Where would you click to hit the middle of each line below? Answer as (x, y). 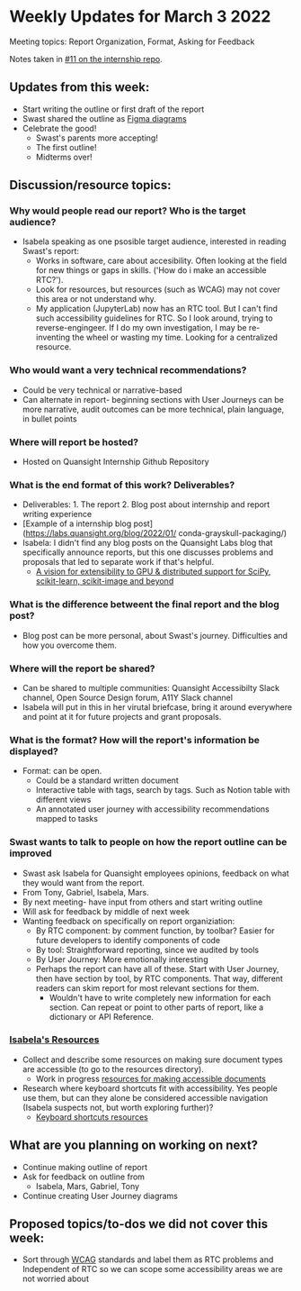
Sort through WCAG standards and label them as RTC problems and (148, 1259)
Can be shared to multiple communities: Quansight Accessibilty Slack (151, 687)
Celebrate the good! (59, 128)
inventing (53, 337)
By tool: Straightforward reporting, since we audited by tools (147, 950)
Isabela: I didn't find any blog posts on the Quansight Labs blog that (147, 543)
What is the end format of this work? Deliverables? (122, 485)
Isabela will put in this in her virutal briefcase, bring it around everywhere (157, 707)
